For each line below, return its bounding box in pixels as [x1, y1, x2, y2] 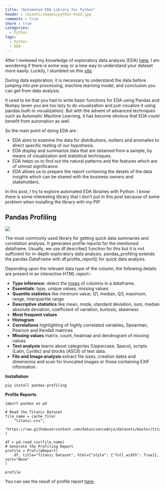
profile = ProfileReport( [5, 448, 58, 454]
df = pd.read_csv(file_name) [5, 440, 65, 445]
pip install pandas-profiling [5, 383, 67, 388]
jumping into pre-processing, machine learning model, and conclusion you [5, 82, 156, 88]
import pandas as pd [5, 401, 48, 406]
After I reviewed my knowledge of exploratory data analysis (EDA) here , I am [5, 57, 160, 63]
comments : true [5, 16, 38, 21]
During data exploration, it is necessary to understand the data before [5, 77, 146, 83]
